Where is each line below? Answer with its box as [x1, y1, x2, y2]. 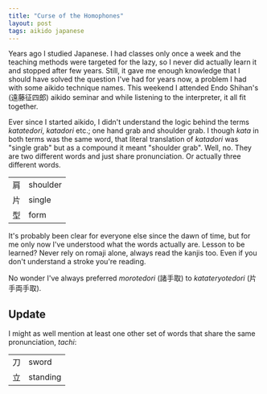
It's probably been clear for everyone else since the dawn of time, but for [8, 231, 251, 241]
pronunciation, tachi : [8, 338, 77, 347]
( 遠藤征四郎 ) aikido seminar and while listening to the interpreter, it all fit [8, 93, 247, 102]
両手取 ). [14, 284, 42, 293]
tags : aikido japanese [8, 27, 84, 35]
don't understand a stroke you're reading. [8, 257, 146, 267]
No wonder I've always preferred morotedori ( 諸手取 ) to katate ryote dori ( [8, 273, 250, 283]
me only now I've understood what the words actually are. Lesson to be [8, 239, 245, 250]
